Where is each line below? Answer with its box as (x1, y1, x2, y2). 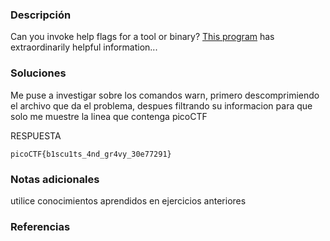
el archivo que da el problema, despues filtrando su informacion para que (10, 99, 313, 112)
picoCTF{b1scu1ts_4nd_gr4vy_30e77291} (10, 149, 172, 159)
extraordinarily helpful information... (10, 41, 158, 53)
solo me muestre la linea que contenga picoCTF (10, 110, 208, 122)
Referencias (10, 219, 71, 233)
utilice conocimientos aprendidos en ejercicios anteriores (10, 194, 247, 207)
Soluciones (10, 66, 67, 80)
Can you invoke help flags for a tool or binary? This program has (10, 31, 275, 43)
